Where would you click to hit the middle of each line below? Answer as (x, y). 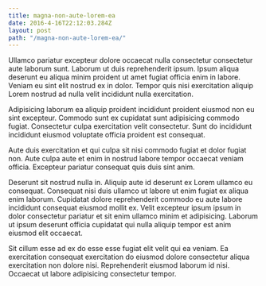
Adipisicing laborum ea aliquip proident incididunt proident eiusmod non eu (131, 110)
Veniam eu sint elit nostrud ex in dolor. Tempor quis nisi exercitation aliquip (131, 86)
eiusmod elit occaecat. (46, 233)
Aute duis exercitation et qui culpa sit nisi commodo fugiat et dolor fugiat (127, 150)
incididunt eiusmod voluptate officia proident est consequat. (107, 135)
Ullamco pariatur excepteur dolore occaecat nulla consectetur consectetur (131, 60)
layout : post (30, 30)
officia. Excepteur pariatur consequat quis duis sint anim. (102, 167)
